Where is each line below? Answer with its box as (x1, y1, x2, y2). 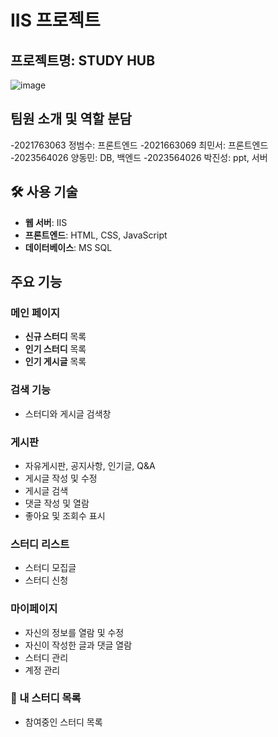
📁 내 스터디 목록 (10, 691, 82, 705)
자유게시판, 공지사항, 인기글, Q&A (24, 459, 156, 471)
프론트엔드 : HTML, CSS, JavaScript (24, 229, 168, 241)
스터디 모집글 (24, 562, 77, 574)
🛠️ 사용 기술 (10, 184, 78, 201)
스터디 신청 (24, 574, 69, 586)
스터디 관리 (24, 651, 69, 663)
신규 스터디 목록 (24, 331, 87, 343)
